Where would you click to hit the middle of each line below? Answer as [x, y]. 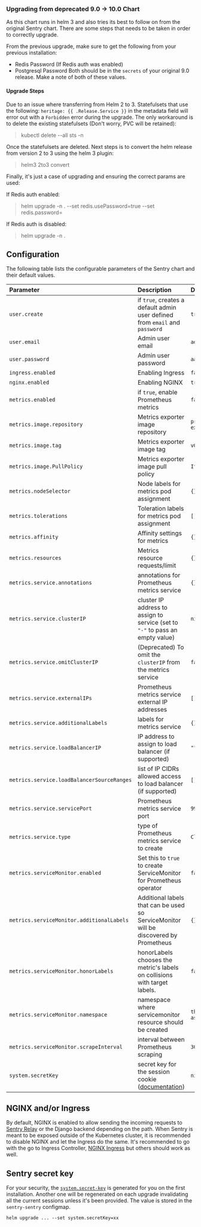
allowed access [159, 776]
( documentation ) [161, 1087]
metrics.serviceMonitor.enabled [55, 873]
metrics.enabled [32, 400]
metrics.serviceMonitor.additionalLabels [69, 920]
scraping [150, 1055]
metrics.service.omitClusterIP [54, 662]
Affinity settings [160, 533]
